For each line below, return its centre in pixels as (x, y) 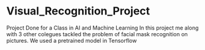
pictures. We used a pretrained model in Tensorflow (72, 40)
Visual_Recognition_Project (78, 11)
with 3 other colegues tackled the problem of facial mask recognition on (97, 34)
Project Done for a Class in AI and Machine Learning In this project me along (102, 28)
